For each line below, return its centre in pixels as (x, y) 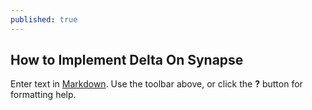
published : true (44, 19)
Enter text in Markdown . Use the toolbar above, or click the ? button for (156, 84)
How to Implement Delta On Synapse (127, 60)
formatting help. (43, 95)
